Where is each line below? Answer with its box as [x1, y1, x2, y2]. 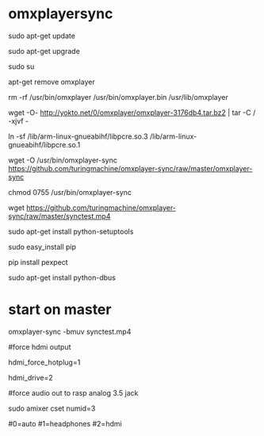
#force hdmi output [8, 342, 71, 351]
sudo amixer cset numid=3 [8, 403, 96, 413]
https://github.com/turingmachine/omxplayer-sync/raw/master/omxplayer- [8, 163, 253, 173]
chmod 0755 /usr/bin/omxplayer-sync [8, 187, 132, 197]
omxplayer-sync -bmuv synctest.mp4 [8, 327, 132, 336]
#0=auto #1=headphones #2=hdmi [8, 419, 122, 428]
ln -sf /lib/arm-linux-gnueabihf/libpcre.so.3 [8, 132, 148, 141]
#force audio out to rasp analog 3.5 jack [8, 388, 139, 397]
